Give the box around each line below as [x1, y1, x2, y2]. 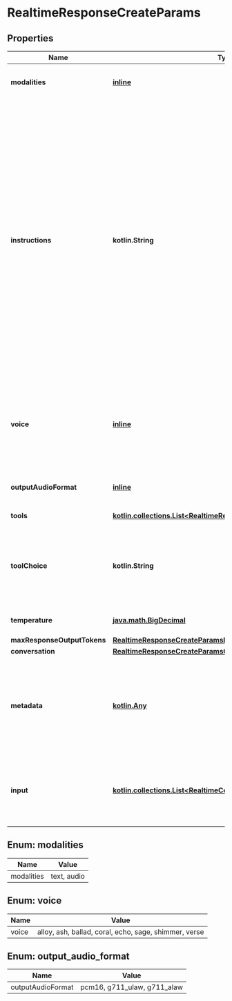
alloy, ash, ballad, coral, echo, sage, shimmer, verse [37, 927, 204, 937]
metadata [10, 701, 43, 710]
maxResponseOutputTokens [10, 636, 106, 645]
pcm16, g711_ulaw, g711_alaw [80, 982, 184, 992]
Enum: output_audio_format [7, 951, 130, 962]
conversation [10, 647, 55, 656]
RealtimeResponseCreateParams [7, 5, 202, 21]
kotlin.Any [113, 701, 147, 710]
